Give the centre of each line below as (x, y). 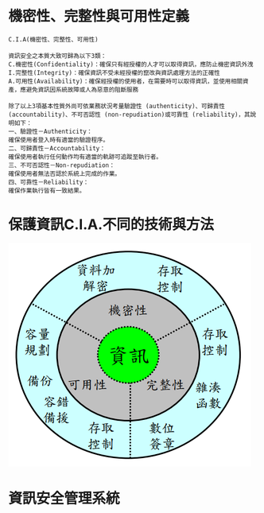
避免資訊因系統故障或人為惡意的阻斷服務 (82, 89)
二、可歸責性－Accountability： (57, 148)
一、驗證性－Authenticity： (50, 131)
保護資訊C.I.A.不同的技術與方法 (111, 225)
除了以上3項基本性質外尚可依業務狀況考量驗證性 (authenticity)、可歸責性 (116, 106)
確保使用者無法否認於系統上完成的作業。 (64, 173)
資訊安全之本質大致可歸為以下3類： (58, 56)
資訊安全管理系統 (64, 499)
